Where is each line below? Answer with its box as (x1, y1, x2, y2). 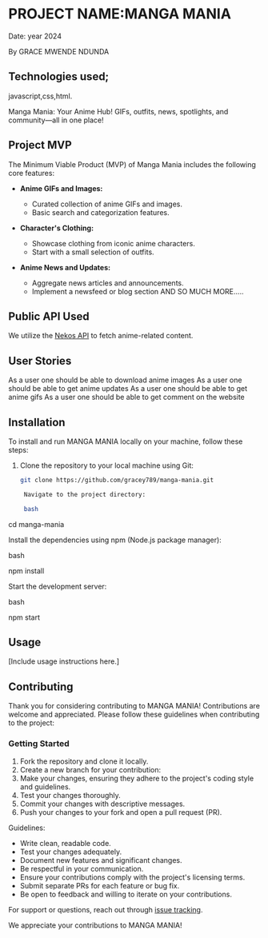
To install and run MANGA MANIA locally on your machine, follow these (8, 437, 243, 446)
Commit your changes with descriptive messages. (19, 799, 186, 808)
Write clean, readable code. (19, 838, 112, 848)
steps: (8, 445, 29, 454)
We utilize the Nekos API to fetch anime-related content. (8, 331, 194, 341)
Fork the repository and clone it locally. (19, 756, 149, 766)
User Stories (8, 353, 72, 368)
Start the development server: (8, 581, 107, 591)
